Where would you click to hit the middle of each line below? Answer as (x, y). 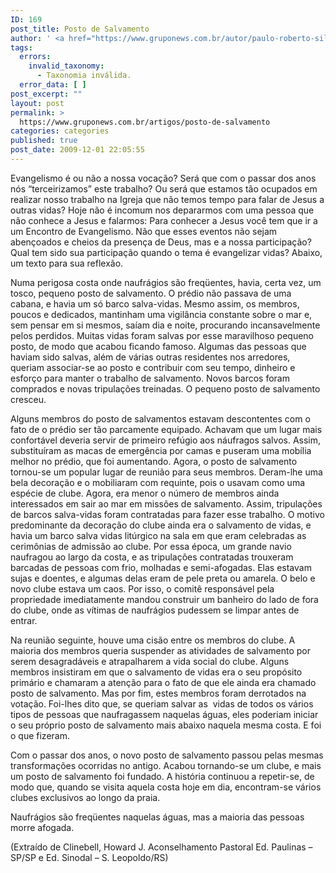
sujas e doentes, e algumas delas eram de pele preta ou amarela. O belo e (163, 578)
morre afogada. (42, 827)
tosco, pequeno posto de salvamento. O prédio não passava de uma (151, 293)
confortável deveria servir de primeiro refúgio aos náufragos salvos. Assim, (166, 440)
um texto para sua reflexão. (67, 263)
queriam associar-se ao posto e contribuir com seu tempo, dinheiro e (153, 367)
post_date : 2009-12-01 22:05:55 (77, 150)
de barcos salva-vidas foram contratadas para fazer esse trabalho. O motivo (167, 514)
